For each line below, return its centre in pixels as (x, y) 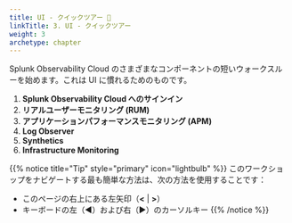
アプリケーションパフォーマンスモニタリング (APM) (117, 121)
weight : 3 (28, 34)
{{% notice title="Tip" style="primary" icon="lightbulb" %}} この (127, 169)
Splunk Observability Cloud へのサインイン (102, 99)
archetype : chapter (45, 42)
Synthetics (43, 141)
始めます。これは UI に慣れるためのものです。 (108, 80)
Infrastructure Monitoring (70, 150)
